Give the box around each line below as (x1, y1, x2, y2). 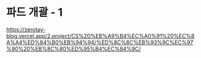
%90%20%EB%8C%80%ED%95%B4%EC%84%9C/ (6, 45, 141, 52)
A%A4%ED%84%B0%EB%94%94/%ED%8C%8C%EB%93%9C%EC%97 (6, 39, 193, 46)
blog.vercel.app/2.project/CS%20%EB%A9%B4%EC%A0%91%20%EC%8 (6, 32, 195, 39)
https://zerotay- (6, 25, 46, 33)
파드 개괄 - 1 (6, 5, 63, 19)
